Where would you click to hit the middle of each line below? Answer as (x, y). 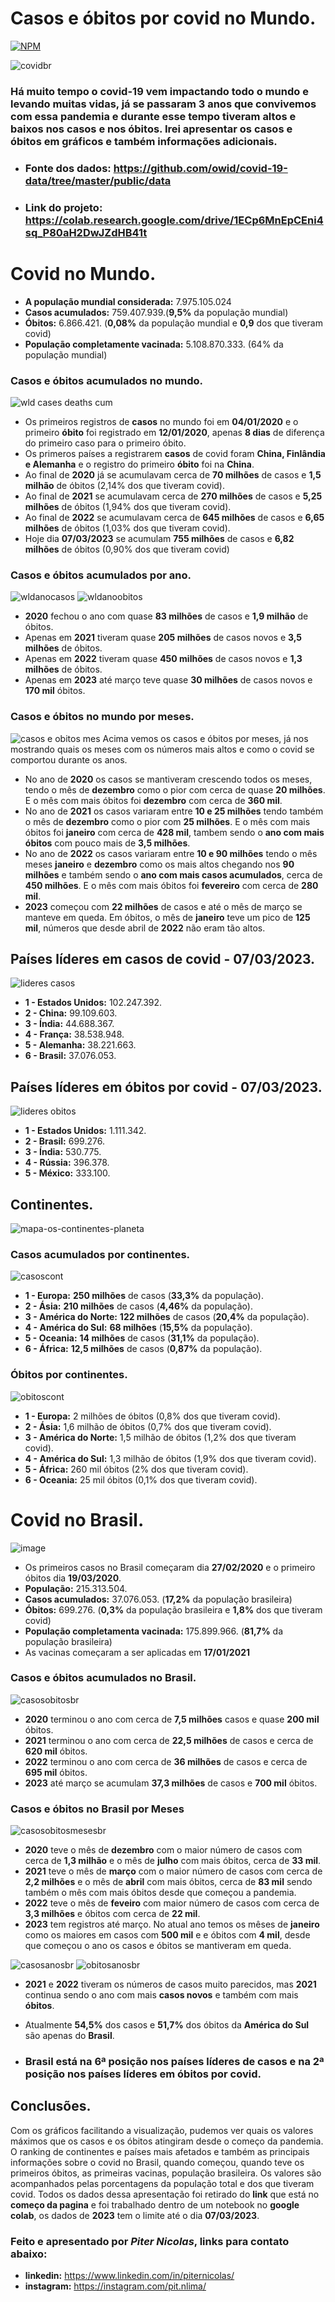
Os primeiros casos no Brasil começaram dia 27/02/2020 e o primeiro (170, 1567)
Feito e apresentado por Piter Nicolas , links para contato (150, 2241)
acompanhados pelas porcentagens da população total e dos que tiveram (162, 2183)
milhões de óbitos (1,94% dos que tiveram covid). (128, 506)
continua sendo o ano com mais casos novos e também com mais (161, 1995)
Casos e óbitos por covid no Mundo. (163, 18)
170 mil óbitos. (55, 691)
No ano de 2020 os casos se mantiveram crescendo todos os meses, (168, 779)
